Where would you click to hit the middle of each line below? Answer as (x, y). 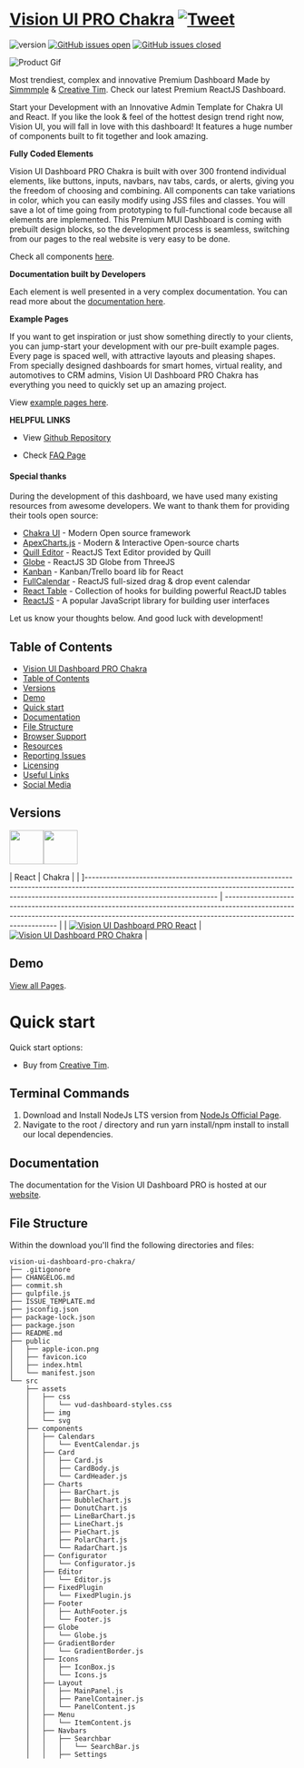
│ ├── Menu (50, 1714)
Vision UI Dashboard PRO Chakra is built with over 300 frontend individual (148, 171)
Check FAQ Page (54, 455)
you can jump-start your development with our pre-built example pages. (144, 346)
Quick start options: (46, 1047)
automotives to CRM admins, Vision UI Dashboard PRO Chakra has (134, 375)
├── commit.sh (36, 1286)
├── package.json (42, 1325)
